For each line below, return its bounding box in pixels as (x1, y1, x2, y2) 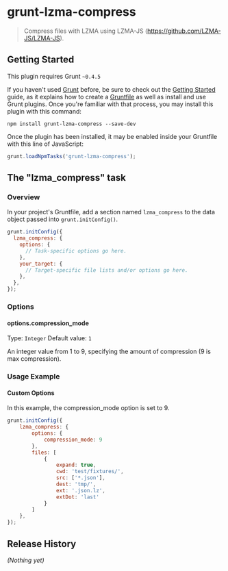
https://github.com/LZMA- (147, 27, 221, 35)
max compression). (7, 355, 62, 363)
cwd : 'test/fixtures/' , (55, 468, 125, 475)
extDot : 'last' (55, 494, 99, 500)
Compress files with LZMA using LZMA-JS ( (23, 27, 148, 35)
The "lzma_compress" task (7, 172, 127, 183)
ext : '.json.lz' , (55, 487, 106, 494)
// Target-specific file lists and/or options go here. (25, 266, 188, 274)
